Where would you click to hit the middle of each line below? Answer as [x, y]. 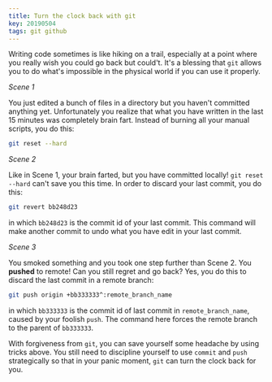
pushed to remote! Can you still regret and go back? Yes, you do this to [127, 271]
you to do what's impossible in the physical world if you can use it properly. [135, 72]
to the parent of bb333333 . [51, 328]
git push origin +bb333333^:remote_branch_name [91, 295]
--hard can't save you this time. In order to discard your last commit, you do [135, 184]
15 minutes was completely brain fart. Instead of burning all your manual [129, 120]
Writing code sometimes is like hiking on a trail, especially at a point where [133, 54]
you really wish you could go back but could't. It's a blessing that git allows [135, 63]
